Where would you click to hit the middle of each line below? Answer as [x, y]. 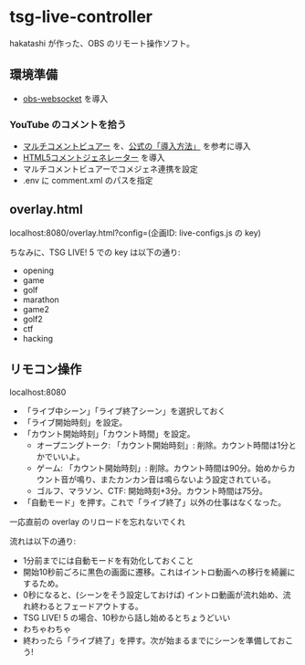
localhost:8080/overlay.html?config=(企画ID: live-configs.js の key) [136, 232]
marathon [41, 300]
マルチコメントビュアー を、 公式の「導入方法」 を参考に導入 [137, 146]
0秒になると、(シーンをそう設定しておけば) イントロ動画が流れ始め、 [152, 595]
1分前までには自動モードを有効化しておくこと [108, 560]
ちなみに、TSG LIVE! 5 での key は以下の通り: [95, 252]
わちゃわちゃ [47, 628]
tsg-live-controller [81, 17]
